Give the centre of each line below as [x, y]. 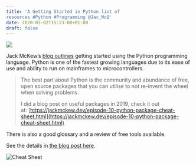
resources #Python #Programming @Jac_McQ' [59, 17]
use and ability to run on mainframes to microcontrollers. [75, 69]
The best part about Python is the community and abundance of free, [105, 80]
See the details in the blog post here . [51, 146]
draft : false [22, 28]
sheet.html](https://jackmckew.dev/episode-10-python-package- [99, 116]
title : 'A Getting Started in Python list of [63, 12]
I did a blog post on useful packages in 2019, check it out [90, 104]
